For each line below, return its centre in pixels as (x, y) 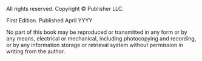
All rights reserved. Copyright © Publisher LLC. (65, 9)
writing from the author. (36, 51)
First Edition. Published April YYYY (49, 20)
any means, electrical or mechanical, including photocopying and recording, (101, 38)
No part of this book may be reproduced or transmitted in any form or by (97, 32)
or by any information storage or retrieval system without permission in (95, 45)
